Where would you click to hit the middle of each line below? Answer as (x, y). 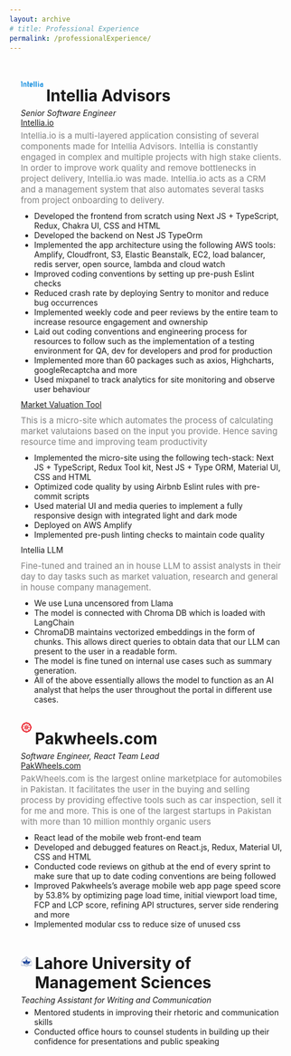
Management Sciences (123, 982)
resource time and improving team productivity (114, 442)
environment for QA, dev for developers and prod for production (153, 350)
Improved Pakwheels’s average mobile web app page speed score (158, 885)
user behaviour (62, 389)
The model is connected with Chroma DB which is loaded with (150, 612)
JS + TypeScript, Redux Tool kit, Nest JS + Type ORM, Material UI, (157, 467)
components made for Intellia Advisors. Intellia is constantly (140, 146)
